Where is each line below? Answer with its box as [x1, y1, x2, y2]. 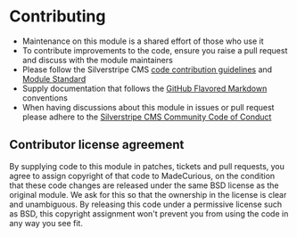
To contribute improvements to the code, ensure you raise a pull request [21, 45, 288, 55]
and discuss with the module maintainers [21, 54, 174, 65]
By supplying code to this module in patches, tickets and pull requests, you [9, 160, 285, 171]
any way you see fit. [9, 217, 83, 228]
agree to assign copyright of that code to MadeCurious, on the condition [9, 170, 276, 181]
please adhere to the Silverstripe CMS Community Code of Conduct [21, 111, 272, 122]
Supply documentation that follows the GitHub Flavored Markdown [21, 83, 268, 94]
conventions [21, 92, 69, 103]
